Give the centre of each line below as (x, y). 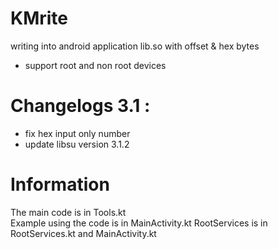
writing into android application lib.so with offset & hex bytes (135, 46)
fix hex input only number (77, 133)
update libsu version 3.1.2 (77, 144)
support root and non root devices (95, 65)
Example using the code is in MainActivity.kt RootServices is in (139, 223)
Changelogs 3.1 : (80, 106)
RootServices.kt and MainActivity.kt (83, 233)
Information (60, 184)
